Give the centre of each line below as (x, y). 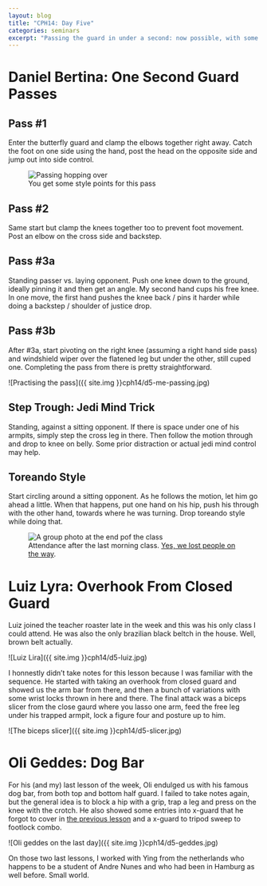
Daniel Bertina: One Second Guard (124, 77)
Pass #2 (29, 208)
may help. (25, 452)
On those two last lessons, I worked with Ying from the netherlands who (126, 858)
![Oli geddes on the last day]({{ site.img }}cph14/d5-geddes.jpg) (113, 843)
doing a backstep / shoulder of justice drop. (80, 306)
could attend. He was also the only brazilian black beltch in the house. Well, (132, 633)
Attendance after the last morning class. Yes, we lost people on (132, 546)
